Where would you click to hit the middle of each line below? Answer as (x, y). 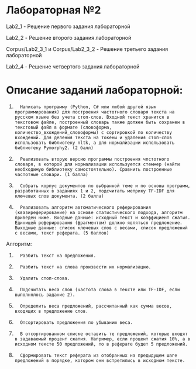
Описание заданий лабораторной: (94, 90)
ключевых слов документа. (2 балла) (59, 196)
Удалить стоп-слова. (45, 278)
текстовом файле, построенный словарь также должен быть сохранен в (100, 122)
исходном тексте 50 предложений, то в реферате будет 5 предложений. (101, 344)
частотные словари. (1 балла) (51, 174)
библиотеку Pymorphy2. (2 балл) (54, 148)
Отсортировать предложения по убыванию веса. (76, 322)
